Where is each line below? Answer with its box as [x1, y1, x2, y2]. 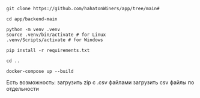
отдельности [6, 85, 39, 92]
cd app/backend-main [6, 16, 58, 22]
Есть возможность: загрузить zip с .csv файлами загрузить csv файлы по [6, 79, 195, 86]
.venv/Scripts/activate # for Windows [6, 37, 103, 43]
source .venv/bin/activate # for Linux [6, 32, 106, 38]
